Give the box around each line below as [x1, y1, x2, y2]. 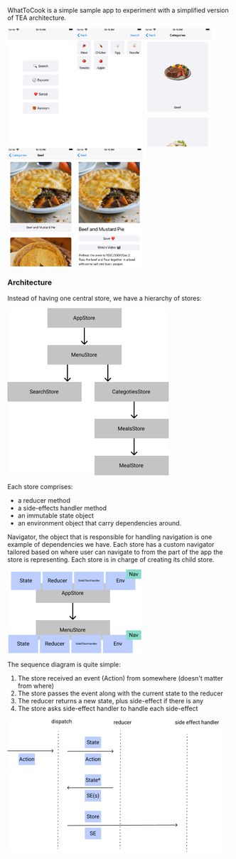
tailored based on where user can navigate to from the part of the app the [7, 548, 223, 556]
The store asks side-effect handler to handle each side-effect [17, 704, 198, 713]
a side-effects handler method [17, 503, 107, 512]
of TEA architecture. [7, 14, 66, 22]
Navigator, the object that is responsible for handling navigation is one [7, 533, 213, 541]
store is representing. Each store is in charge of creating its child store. [7, 555, 215, 564]
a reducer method [17, 496, 71, 504]
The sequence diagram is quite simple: [7, 660, 121, 668]
